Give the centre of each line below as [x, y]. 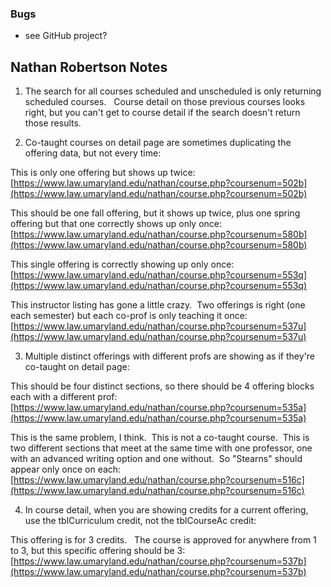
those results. [53, 123]
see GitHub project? [66, 36]
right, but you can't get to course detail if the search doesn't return [162, 113]
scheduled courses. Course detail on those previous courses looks [165, 102]
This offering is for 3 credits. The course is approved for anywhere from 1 [163, 540]
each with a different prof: [64, 397]
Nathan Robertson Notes [89, 67]
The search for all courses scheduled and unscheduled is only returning [173, 91]
